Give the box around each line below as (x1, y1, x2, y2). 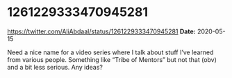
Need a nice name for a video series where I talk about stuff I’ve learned (7, 48, 214, 56)
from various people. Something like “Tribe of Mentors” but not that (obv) (7, 55, 217, 63)
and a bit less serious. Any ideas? (7, 63, 103, 71)
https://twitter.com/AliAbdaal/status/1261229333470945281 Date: (7, 27, 196, 36)
